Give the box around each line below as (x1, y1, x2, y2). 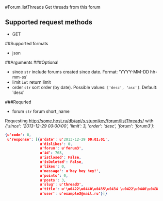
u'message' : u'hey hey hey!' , (39, 168, 101, 173)
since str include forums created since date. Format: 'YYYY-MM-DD (12, 69, 149, 74)
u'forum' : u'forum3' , (39, 146, 83, 151)
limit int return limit (12, 79, 51, 85)
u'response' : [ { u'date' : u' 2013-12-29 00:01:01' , (7, 137, 110, 142)
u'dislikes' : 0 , (39, 141, 73, 146)
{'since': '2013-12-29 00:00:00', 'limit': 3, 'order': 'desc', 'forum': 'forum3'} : (5, 123, 155, 128)
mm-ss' (12, 74, 28, 80)
